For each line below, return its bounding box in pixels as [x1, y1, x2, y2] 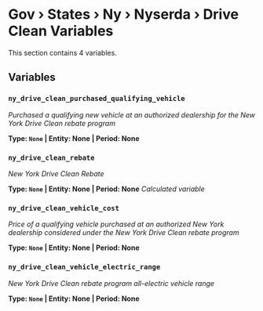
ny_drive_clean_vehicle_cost [8, 204, 120, 212]
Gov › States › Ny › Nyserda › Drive [8, 5, 239, 24]
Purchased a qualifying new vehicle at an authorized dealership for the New [8, 110, 256, 119]
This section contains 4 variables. [8, 48, 118, 57]
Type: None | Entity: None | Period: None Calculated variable [8, 184, 206, 193]
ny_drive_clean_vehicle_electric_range [8, 262, 161, 272]
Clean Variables [8, 22, 114, 40]
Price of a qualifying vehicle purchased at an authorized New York [8, 219, 225, 229]
